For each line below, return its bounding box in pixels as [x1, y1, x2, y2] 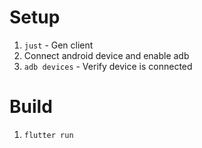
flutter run [23, 130, 74, 140]
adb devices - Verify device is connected [23, 60, 193, 72]
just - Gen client [23, 39, 94, 51]
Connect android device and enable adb [23, 49, 190, 61]
